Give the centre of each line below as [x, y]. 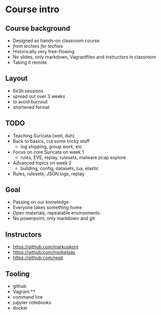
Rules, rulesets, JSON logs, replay [49, 174]
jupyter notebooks [32, 303]
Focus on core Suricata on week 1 [48, 152]
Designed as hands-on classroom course [56, 40]
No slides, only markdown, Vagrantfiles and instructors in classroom [84, 57]
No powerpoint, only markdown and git [54, 218]
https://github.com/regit [38, 258]
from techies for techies [38, 46]
